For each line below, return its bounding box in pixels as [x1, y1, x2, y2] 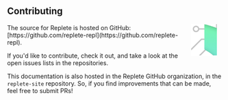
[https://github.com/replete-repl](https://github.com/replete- [7, 31, 179, 39]
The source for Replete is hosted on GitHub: [7, 23, 131, 32]
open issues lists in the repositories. [7, 58, 108, 67]
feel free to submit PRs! [7, 86, 73, 95]
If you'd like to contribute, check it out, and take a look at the [7, 51, 178, 60]
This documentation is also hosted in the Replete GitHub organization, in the [7, 72, 222, 80]
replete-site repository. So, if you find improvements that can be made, [7, 79, 212, 88]
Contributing [7, 5, 63, 17]
